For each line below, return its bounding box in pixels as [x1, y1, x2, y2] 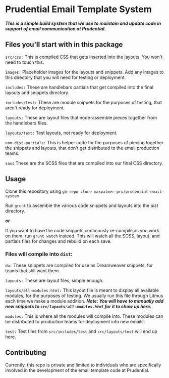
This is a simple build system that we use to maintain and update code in [5, 20, 161, 26]
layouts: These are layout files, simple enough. [5, 277, 104, 283]
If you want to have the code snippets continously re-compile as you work [5, 227, 159, 233]
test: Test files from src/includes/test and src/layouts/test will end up [5, 328, 158, 334]
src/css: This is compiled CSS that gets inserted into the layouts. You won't [5, 54, 163, 60]
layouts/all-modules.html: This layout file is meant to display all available [5, 287, 159, 293]
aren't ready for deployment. [5, 105, 65, 111]
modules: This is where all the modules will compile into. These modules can [5, 313, 163, 319]
